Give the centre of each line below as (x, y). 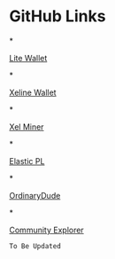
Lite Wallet (28, 58)
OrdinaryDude (35, 195)
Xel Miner (27, 127)
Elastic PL (27, 161)
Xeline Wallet (33, 92)
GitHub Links (57, 16)
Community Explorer (46, 230)
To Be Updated (35, 246)
